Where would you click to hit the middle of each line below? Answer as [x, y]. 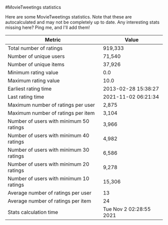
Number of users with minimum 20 [48, 164]
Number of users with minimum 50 [48, 121]
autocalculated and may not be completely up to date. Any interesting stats [82, 22]
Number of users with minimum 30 [48, 150]
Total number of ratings [35, 48]
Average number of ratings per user [49, 193]
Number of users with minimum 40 [48, 135]
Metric [53, 40]
